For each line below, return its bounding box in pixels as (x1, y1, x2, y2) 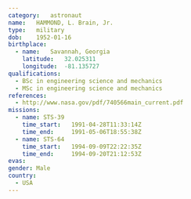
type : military (8, 26, 65, 34)
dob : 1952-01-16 (8, 33, 72, 42)
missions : (8, 107, 41, 114)
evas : (8, 157, 26, 165)
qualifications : (8, 70, 61, 78)
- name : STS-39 (15, 114, 65, 121)
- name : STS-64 (15, 135, 65, 143)
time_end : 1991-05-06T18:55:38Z (22, 128, 142, 136)
